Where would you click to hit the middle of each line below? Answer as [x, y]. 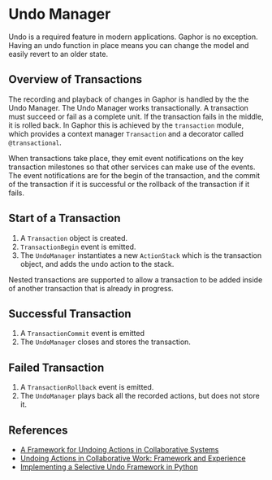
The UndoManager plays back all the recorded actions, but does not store [140, 396]
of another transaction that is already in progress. [91, 288]
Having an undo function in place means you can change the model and [129, 45]
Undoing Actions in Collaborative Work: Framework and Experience [133, 458]
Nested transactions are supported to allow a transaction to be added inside [136, 279]
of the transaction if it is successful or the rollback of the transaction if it [129, 184]
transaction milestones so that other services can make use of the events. [132, 167]
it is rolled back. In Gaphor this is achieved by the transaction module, [126, 125]
